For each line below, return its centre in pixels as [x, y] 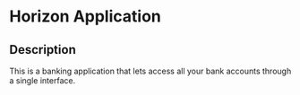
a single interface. [43, 81]
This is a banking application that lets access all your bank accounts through [150, 71]
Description [43, 50]
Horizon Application [85, 17]
